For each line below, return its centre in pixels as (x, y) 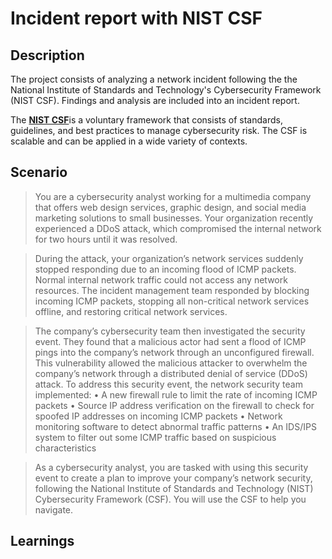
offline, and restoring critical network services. (131, 311)
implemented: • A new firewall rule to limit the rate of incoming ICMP (176, 394)
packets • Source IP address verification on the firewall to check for (174, 405)
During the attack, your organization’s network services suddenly (169, 258)
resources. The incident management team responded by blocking (172, 290)
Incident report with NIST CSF (136, 18)
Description (47, 55)
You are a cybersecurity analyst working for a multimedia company (173, 196)
